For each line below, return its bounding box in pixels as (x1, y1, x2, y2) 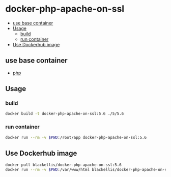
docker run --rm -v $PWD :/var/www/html (5, 167, 90, 172)
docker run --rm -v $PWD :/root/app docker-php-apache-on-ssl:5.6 (5, 135, 147, 140)
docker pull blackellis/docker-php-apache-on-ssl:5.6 (5, 162, 122, 168)
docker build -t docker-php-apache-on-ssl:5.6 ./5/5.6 (5, 111, 124, 116)
